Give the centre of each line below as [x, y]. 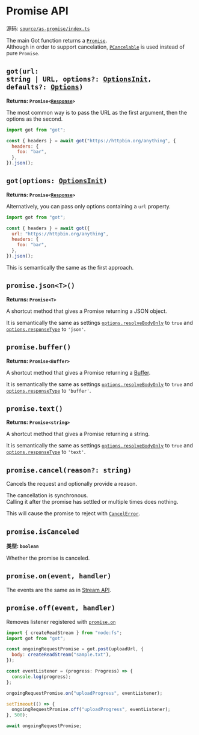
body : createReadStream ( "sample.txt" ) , [62, 655]
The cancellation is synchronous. [47, 495]
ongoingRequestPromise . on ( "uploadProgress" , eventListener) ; [84, 693]
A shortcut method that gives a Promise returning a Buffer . [78, 372]
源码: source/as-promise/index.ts [48, 28]
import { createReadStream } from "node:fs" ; [64, 633]
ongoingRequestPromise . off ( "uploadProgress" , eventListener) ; [91, 710]
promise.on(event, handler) [59, 576]
